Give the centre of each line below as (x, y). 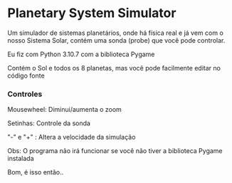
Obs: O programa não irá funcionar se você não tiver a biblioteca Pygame (115, 151)
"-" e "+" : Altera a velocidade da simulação (72, 137)
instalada (21, 159)
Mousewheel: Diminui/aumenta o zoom (65, 110)
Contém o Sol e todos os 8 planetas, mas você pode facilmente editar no (114, 68)
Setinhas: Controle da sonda (49, 123)
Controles (25, 94)
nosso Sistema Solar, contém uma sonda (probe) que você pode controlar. (116, 40)
